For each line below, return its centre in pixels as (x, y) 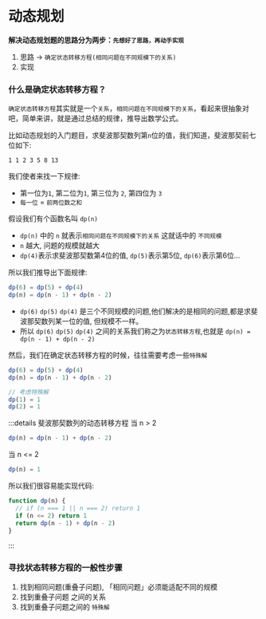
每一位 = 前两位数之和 (51, 202)
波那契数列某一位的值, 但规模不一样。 (81, 321)
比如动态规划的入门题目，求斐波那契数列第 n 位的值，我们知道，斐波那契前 (129, 136)
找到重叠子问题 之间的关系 (63, 597)
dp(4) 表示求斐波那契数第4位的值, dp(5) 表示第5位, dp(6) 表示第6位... (130, 255)
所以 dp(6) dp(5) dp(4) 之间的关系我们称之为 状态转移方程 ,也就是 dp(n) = (135, 331)
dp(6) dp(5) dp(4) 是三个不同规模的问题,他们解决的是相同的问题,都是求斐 (139, 311)
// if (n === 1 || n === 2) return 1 (78, 508)
